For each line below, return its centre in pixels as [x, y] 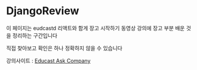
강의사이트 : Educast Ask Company [48, 61]
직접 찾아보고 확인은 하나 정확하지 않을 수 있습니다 [64, 48]
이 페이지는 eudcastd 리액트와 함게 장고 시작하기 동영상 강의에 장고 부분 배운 [96, 28]
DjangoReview [43, 11]
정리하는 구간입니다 [35, 35]
